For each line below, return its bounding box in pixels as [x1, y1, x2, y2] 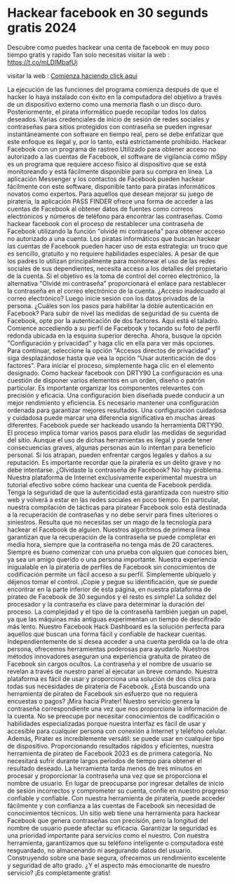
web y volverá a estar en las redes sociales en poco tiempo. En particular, [7, 495, 220, 503]
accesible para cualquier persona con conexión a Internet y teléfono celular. [7, 727, 227, 735]
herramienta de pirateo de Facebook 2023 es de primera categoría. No [7, 749, 213, 758]
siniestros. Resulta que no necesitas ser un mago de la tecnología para [7, 517, 212, 526]
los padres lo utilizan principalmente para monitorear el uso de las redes [7, 256, 216, 265]
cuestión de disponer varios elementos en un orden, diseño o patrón [7, 376, 206, 384]
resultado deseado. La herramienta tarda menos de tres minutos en [7, 764, 202, 772]
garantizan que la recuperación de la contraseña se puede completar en [7, 532, 216, 541]
